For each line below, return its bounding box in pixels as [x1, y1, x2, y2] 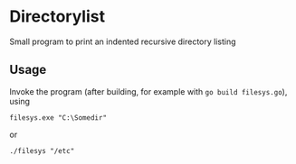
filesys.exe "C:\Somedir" [9, 113, 107, 123]
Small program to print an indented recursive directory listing [9, 36, 237, 47]
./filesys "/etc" [9, 146, 75, 155]
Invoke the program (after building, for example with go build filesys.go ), [9, 86, 288, 96]
